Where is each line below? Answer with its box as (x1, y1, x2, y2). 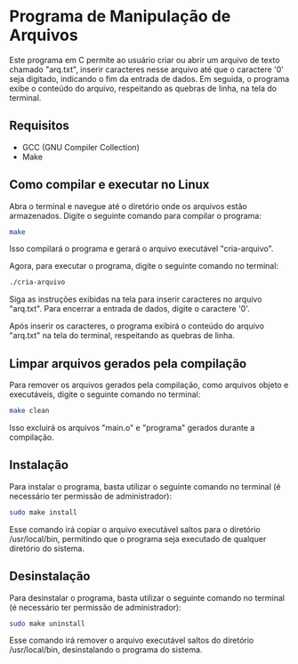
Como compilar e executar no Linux (9, 177, 210, 192)
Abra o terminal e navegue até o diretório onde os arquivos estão (9, 200, 247, 211)
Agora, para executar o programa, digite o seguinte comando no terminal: (9, 261, 278, 271)
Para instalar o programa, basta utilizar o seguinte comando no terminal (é (9, 481, 281, 491)
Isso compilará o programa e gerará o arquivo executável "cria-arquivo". (9, 243, 274, 255)
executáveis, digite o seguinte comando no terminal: (9, 389, 201, 400)
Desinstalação (9, 569, 91, 584)
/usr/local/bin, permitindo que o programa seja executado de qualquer (9, 533, 267, 544)
